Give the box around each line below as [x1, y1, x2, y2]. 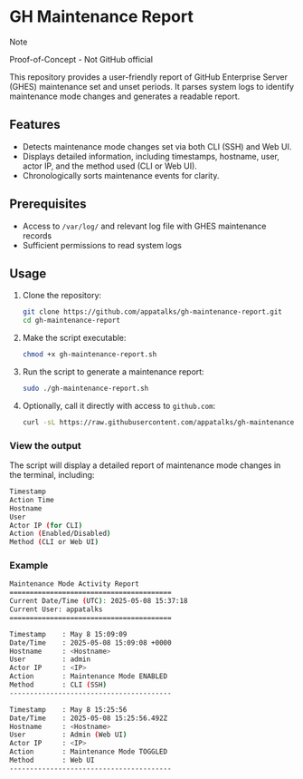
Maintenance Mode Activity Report [9, 579, 140, 589]
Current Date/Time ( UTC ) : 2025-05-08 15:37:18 [9, 597, 188, 606]
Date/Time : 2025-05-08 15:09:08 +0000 [9, 638, 172, 648]
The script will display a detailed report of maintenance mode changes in [9, 460, 281, 471]
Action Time [9, 495, 54, 504]
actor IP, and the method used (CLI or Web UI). [22, 161, 197, 171]
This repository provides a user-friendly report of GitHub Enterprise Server [9, 71, 288, 83]
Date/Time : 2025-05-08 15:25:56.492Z [9, 714, 168, 723]
